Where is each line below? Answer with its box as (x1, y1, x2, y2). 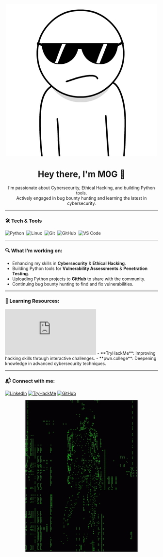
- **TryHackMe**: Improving (97, 350, 156, 356)
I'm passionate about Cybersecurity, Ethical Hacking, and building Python (8, 185, 155, 191)
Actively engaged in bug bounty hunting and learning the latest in (16, 195, 147, 201)
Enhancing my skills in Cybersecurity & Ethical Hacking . (12, 260, 126, 266)
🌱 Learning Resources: (5, 298, 60, 305)
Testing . (12, 270, 29, 276)
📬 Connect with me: (5, 377, 55, 384)
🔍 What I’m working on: (5, 248, 63, 254)
